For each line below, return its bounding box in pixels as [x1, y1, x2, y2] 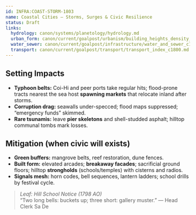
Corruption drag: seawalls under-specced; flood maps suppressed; [13, 103, 178, 110]
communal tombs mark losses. [13, 122, 88, 129]
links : [5, 25, 22, 31]
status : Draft [5, 19, 40, 25]
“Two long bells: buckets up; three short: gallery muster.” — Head [19, 197, 178, 204]
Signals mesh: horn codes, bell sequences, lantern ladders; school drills [13, 173, 189, 180]
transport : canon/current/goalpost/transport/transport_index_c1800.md [11, 47, 190, 53]
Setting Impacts [5, 69, 65, 79]
